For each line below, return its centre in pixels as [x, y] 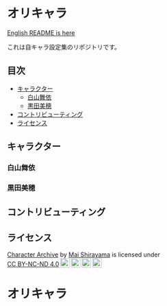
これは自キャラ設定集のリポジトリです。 [64, 47]
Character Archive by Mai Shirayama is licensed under [84, 255]
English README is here [41, 33]
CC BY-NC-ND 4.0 [33, 264]
